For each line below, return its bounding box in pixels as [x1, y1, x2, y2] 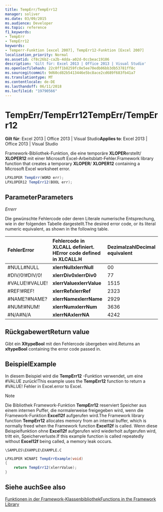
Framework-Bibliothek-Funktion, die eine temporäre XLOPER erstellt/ [5, 150, 142, 156]
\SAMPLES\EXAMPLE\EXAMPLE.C [5, 448, 62, 453]
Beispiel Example [5, 360, 57, 369]
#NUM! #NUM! [7, 303, 40, 310]
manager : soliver [5, 12, 40, 17]
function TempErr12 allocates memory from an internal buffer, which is [5, 418, 147, 424]
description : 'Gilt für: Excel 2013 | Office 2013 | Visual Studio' [5, 61, 147, 66]
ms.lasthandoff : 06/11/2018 [5, 84, 62, 89]
